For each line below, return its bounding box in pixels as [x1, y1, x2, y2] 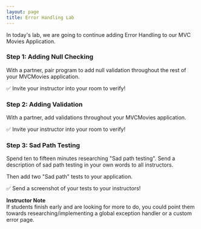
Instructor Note [6, 197, 46, 204]
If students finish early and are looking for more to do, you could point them [6, 204, 195, 211]
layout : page [6, 8, 39, 15]
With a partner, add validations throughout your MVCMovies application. [6, 114, 186, 121]
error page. [6, 216, 35, 224]
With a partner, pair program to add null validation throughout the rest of [6, 66, 186, 73]
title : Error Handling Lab [6, 15, 74, 21]
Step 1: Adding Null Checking [6, 53, 94, 61]
